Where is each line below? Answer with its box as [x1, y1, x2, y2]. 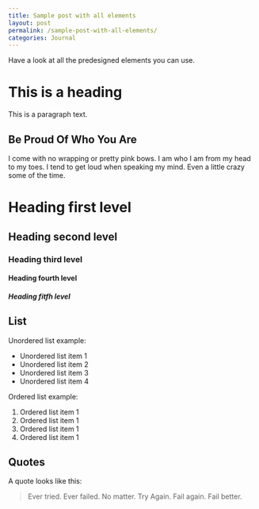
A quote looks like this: [8, 476, 82, 486]
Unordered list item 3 [19, 368, 89, 377]
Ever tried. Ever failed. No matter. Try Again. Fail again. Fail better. [27, 492, 243, 501]
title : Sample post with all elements [8, 11, 136, 20]
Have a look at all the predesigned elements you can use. [8, 56, 196, 65]
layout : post [8, 19, 51, 27]
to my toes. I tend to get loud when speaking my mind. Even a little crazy [8, 162, 246, 172]
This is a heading [8, 83, 123, 102]
